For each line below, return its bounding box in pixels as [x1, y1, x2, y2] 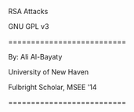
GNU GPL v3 [8, 22, 49, 31]
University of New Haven [8, 67, 89, 77]
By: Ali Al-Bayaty [8, 52, 63, 61]
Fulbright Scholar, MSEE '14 [8, 82, 97, 92]
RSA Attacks [8, 7, 49, 16]
